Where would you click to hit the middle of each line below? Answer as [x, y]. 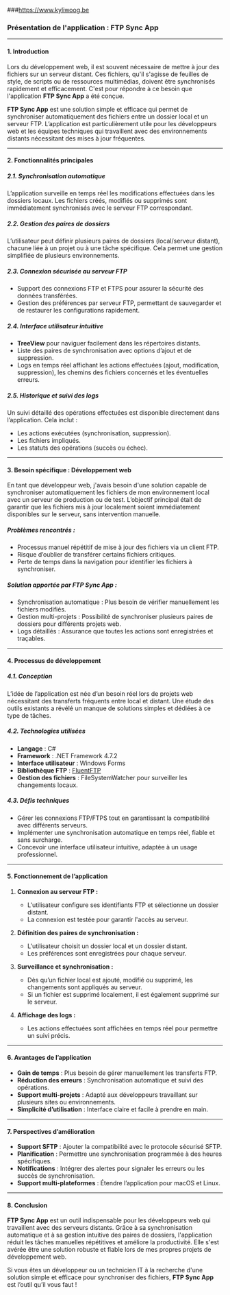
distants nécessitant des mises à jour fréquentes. [76, 138]
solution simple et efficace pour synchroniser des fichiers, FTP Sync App [111, 1277]
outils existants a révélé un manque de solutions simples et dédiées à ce [109, 708]
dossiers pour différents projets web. [69, 624]
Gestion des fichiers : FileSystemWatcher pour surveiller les [102, 777]
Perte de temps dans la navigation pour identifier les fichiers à [105, 562]
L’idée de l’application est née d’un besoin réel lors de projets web [100, 693]
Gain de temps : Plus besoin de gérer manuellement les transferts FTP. [117, 1073]
